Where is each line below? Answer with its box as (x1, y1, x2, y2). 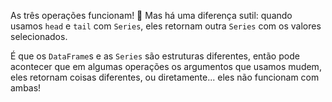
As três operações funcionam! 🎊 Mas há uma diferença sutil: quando (10, 10, 293, 21)
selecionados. (10, 31, 68, 42)
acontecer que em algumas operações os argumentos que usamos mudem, (10, 61, 322, 72)
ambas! (10, 82, 42, 94)
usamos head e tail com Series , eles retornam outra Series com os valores (10, 20, 322, 32)
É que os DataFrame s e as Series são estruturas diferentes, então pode (10, 50, 300, 62)
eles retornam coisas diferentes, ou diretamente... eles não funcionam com (10, 71, 320, 83)
